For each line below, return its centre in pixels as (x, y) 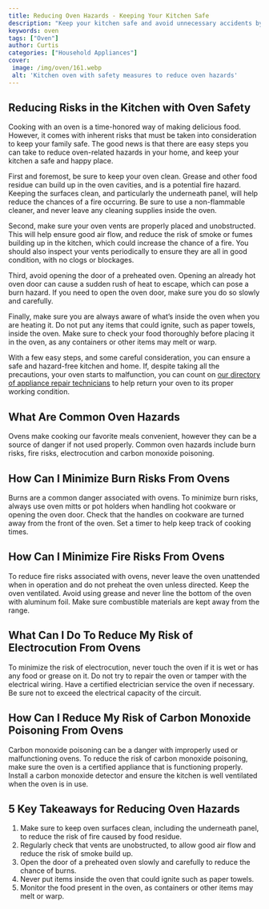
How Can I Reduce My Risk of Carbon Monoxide (130, 718)
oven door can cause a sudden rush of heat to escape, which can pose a (129, 284)
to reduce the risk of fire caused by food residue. (101, 837)
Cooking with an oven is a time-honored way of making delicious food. (125, 127)
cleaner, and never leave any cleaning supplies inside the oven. (113, 211)
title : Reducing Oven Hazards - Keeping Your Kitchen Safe (109, 16)
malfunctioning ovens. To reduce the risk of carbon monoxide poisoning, (128, 758)
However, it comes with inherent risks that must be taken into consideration (132, 135)
